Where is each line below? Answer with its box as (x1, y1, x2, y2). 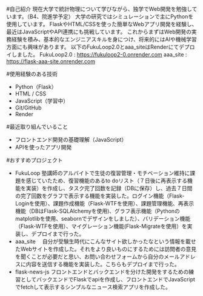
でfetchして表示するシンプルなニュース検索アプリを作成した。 (15, 283, 171, 291)
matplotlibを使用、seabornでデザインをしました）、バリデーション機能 (15, 215, 191, 222)
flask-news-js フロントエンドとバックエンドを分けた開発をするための (15, 268, 189, 275)
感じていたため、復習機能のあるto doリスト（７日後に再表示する (25, 177, 188, 184)
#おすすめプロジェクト (6, 157, 63, 163)
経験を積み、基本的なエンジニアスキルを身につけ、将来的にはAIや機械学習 (11, 36, 197, 43)
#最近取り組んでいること (6, 123, 68, 130)
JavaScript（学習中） (15, 97, 69, 105)
